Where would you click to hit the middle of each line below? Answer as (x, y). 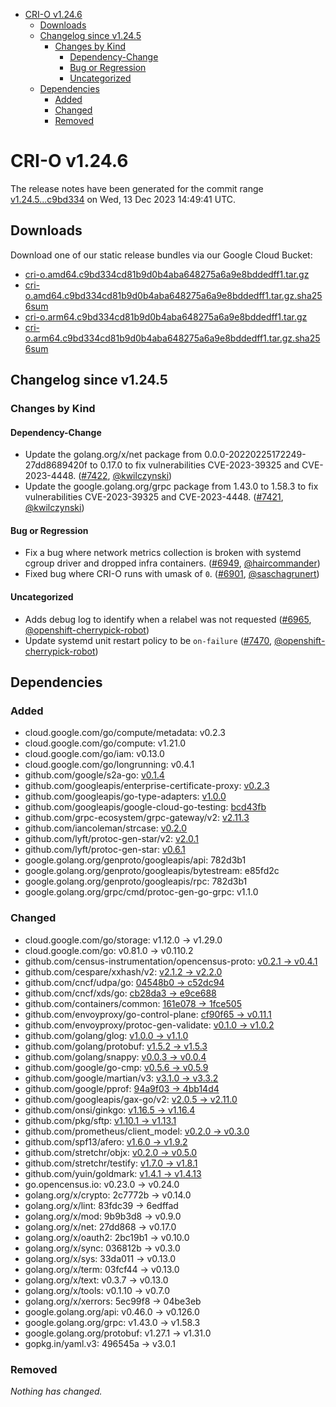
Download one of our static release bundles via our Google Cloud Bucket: (161, 255)
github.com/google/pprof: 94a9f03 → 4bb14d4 (122, 1088)
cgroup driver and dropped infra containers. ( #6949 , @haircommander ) (172, 563)
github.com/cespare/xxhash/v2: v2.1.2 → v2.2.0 (123, 971)
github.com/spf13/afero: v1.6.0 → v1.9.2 (106, 1141)
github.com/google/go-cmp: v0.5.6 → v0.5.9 (116, 1067)
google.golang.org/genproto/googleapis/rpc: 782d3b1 (136, 881)
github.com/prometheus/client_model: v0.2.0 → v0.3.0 (137, 1131)
